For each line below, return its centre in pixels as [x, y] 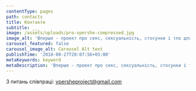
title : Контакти [26, 22]
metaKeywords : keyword [34, 60]
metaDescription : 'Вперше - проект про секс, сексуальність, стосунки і [96, 65]
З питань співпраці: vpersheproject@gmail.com [64, 82]
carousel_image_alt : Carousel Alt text [55, 49]
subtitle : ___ [23, 28]
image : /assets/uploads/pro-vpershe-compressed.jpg [70, 33]
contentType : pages [30, 11]
